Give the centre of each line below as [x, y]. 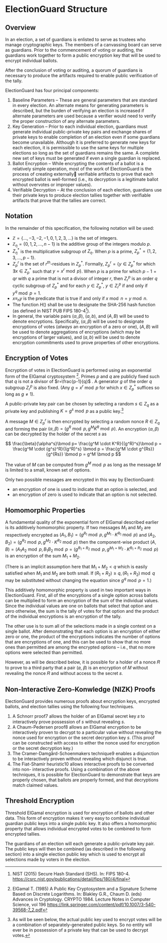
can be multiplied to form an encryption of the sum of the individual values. [82, 601]
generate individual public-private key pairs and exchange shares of [82, 132]
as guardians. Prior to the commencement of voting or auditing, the [74, 50]
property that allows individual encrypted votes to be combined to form [78, 829]
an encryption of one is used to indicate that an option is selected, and [84, 489]
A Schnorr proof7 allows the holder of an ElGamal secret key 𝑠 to [79, 716]
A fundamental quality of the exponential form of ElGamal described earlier [82, 522]
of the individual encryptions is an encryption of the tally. [63, 616]
